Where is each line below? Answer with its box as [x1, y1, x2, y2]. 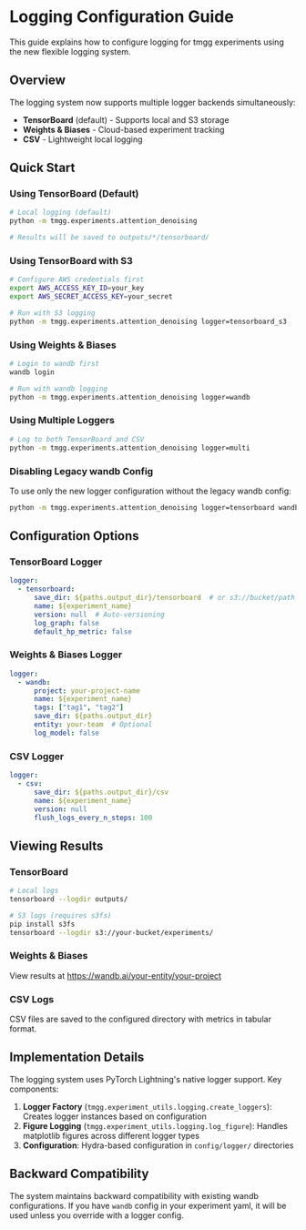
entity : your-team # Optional [33, 720, 153, 729]
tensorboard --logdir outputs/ [9, 894, 128, 903]
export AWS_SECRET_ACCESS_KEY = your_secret [9, 292, 173, 301]
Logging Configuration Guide [9, 6, 234, 27]
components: [9, 1083, 59, 1094]
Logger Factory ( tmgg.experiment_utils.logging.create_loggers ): [22, 1101, 272, 1112]
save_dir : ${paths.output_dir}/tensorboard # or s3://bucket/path [33, 594, 296, 603]
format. [9, 1023, 37, 1034]
